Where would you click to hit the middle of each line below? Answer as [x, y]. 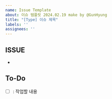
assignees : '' [20, 29]
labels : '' [17, 24]
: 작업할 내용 [25, 91]
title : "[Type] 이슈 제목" [32, 19]
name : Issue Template [28, 10]
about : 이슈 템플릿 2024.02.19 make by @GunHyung [56, 15]
